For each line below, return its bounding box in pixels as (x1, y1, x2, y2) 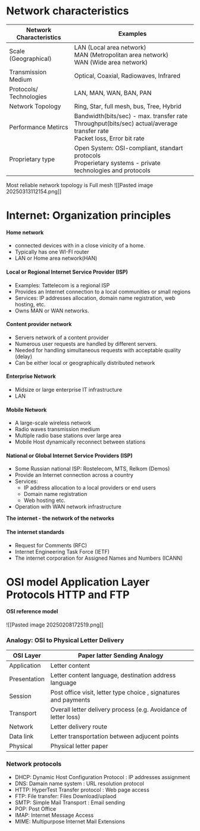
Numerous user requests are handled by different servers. (14, 340, 158, 347)
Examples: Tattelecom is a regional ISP (14, 281, 110, 289)
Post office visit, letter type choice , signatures (50, 689, 180, 697)
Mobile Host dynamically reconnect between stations (14, 438, 146, 445)
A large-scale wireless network (14, 419, 92, 427)
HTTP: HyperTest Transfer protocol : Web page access (14, 786, 150, 793)
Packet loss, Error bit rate (74, 134, 145, 142)
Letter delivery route (50, 723, 107, 731)
